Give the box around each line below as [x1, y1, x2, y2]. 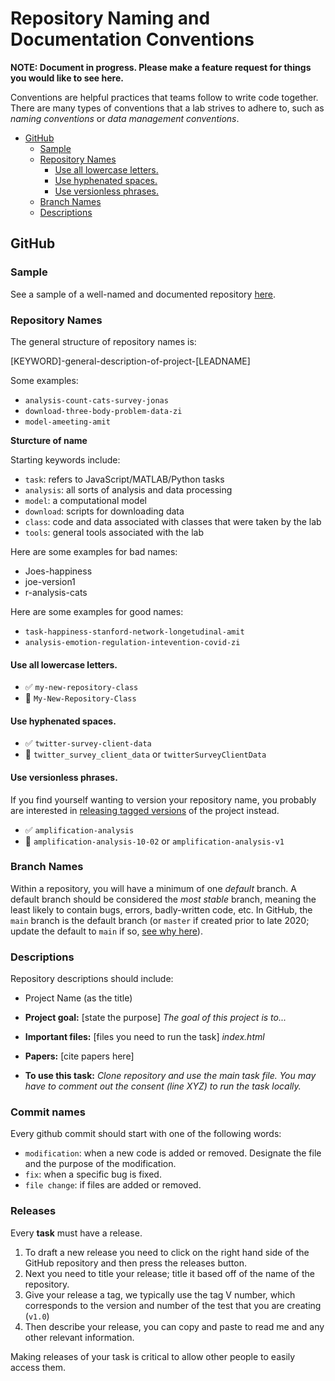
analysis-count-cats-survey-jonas [24, 395, 169, 406]
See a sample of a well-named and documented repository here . [10, 288, 277, 300]
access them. [10, 1361, 67, 1373]
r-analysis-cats [24, 586, 88, 598]
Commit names [10, 1105, 86, 1119]
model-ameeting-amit [24, 417, 111, 427]
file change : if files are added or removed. [24, 1179, 202, 1191]
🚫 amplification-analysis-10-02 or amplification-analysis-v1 [24, 835, 285, 847]
